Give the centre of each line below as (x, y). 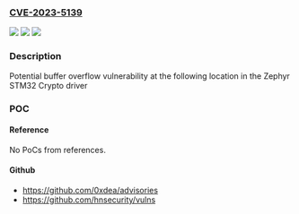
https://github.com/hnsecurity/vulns (89, 200)
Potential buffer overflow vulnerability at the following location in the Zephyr (149, 76)
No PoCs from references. (57, 150)
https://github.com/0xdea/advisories (90, 190)
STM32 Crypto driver (48, 85)
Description (35, 56)
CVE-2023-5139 (46, 13)
